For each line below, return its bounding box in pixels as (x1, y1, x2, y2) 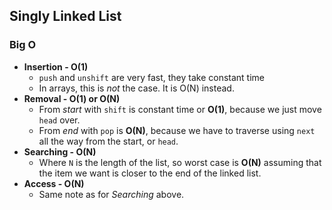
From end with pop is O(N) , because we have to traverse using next (38, 124, 316, 136)
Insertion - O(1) (23, 60, 89, 73)
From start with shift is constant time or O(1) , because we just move (38, 103, 322, 115)
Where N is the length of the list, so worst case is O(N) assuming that (38, 156, 322, 168)
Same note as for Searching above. (38, 188, 185, 200)
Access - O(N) (23, 177, 85, 189)
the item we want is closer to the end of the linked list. (38, 167, 262, 179)
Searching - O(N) (23, 145, 97, 158)
